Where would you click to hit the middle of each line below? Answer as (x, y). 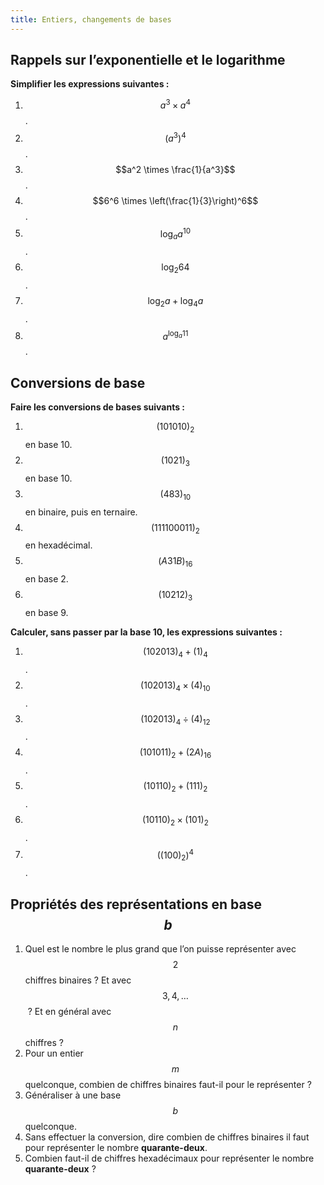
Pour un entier (54, 1053)
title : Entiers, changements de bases (91, 19)
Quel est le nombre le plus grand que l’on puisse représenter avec (160, 949)
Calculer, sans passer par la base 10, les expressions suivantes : (146, 632)
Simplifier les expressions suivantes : (90, 84)
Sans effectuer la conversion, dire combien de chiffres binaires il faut (167, 1137)
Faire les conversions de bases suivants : (98, 407)
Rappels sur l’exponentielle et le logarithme (148, 60)
